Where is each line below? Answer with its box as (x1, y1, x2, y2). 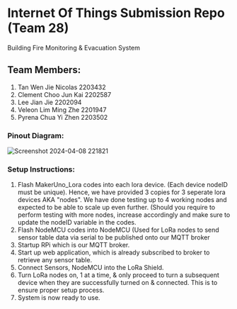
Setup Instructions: (7, 164, 76, 174)
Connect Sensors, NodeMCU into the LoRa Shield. (17, 264, 164, 272)
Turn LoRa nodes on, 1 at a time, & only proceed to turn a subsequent (17, 271, 219, 279)
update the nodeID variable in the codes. (17, 218, 137, 227)
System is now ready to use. (17, 293, 100, 302)
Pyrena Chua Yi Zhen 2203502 (17, 113, 108, 121)
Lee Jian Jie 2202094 (17, 98, 82, 106)
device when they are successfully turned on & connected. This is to (17, 279, 218, 287)
